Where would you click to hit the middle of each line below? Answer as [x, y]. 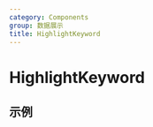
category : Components [49, 17]
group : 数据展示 [36, 26]
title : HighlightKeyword [55, 34]
